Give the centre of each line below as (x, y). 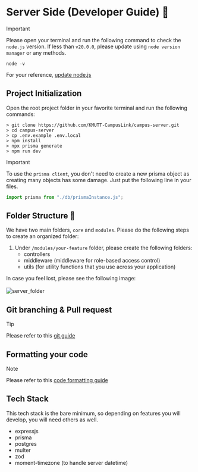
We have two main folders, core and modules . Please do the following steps (98, 230)
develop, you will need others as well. (52, 420)
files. (12, 186)
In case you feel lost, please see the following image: (71, 279)
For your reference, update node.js (49, 74)
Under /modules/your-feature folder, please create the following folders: (103, 248)
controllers (37, 254)
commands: (21, 114)
